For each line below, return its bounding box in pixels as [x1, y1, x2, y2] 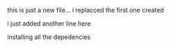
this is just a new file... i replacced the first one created [7, 6, 165, 14]
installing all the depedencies [7, 33, 91, 41]
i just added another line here [7, 19, 92, 27]
